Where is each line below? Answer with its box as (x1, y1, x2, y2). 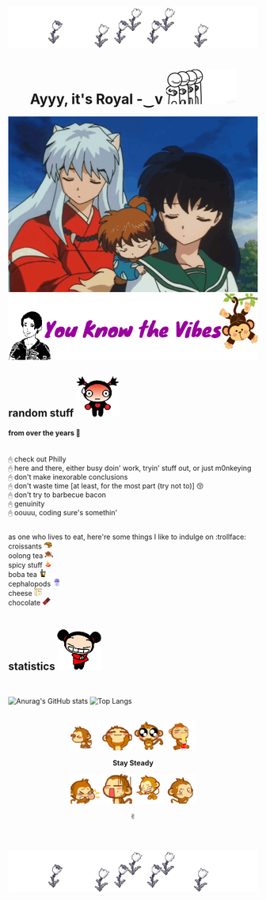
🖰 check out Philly (8, 454, 66, 464)
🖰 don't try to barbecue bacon (8, 490, 107, 499)
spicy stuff (8, 560, 43, 570)
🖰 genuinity (8, 499, 45, 509)
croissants (8, 541, 42, 551)
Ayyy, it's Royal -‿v (29, 90, 164, 108)
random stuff (8, 406, 74, 420)
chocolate (8, 598, 41, 608)
